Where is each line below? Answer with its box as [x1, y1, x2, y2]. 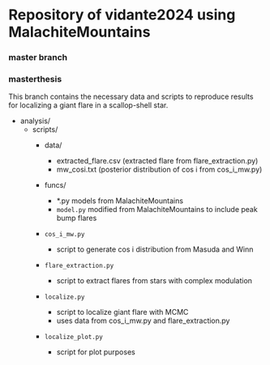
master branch [8, 52, 67, 63]
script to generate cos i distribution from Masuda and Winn [56, 244, 254, 254]
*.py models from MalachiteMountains [56, 196, 184, 206]
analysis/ [19, 116, 51, 126]
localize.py [44, 293, 85, 301]
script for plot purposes [56, 347, 135, 357]
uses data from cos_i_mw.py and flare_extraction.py [56, 316, 230, 325]
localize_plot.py [44, 333, 103, 342]
